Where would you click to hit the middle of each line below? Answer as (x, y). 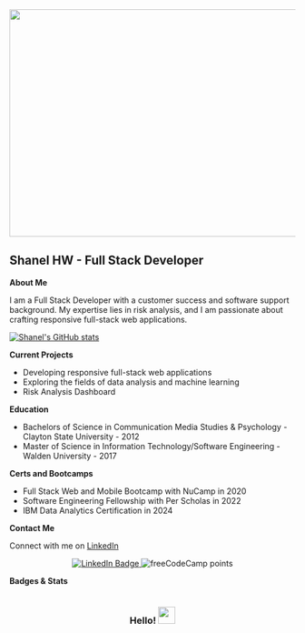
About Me (29, 282)
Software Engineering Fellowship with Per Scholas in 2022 (132, 500)
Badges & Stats (39, 580)
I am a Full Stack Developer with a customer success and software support (149, 300)
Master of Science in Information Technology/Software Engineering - (152, 446)
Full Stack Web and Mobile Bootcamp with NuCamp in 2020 (134, 491)
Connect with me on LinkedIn (64, 546)
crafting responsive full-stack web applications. (98, 319)
